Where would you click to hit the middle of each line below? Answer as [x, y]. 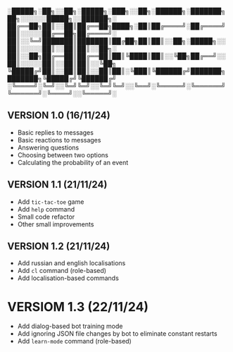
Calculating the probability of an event [73, 162]
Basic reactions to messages [59, 140]
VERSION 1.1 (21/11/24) [57, 184]
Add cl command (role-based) [62, 271]
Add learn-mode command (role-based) [74, 341]
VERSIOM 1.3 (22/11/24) [78, 307]
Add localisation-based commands [68, 278]
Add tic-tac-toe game [51, 202]
